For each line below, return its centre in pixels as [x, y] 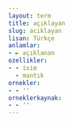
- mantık [30, 75]
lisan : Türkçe [32, 38]
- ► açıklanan [32, 53]
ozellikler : [28, 61]
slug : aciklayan [35, 31]
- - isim [23, 68]
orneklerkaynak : [35, 98]
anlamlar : [25, 46]
